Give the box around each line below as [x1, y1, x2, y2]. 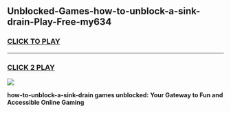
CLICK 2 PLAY [7, 62, 55, 72]
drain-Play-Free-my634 [7, 16, 112, 28]
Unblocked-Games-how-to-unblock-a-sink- [7, 5, 201, 17]
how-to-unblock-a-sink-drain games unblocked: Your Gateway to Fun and [7, 90, 223, 99]
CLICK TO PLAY [7, 37, 60, 47]
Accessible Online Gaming [7, 98, 85, 106]
